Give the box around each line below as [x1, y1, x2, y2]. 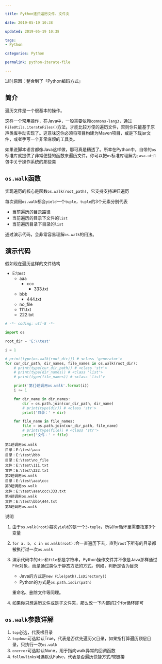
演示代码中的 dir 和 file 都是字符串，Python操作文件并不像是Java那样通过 [12, 556, 158, 562]
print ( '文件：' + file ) [22, 433, 68, 438]
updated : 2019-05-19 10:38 [5, 29, 60, 34]
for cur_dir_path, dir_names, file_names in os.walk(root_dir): [5, 361, 138, 366]
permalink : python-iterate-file [5, 60, 70, 65]
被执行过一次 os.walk [12, 546, 53, 552]
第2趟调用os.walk [5, 473, 37, 478]
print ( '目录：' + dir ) [22, 410, 66, 415]
